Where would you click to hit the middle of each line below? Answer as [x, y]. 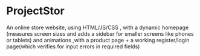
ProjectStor [35, 11]
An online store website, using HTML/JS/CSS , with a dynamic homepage [98, 27]
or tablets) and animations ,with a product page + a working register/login [98, 40]
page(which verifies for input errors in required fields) [73, 46]
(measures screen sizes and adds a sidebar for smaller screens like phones [100, 33]
